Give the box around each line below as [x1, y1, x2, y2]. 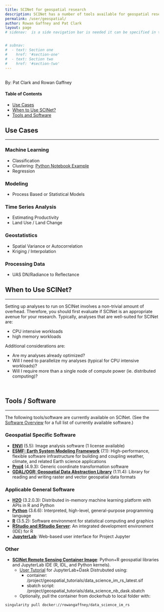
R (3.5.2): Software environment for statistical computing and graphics [12, 518, 154, 524]
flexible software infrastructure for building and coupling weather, [12, 453, 144, 459]
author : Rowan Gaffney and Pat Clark [5, 21, 82, 26]
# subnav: [5, 43, 25, 48]
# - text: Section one [5, 47, 54, 52]
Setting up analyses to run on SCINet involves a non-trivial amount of [5, 303, 144, 309]
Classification [12, 157, 40, 164]
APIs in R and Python [12, 503, 55, 508]
